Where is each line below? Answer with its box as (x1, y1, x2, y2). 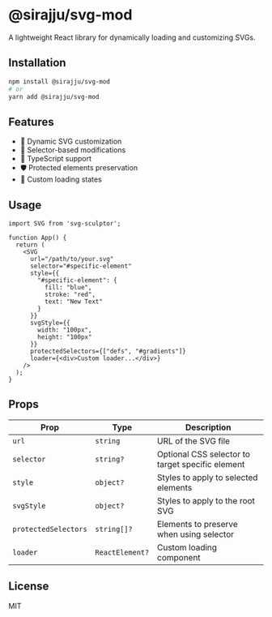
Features (8, 115, 54, 129)
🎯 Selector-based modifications (19, 145, 126, 155)
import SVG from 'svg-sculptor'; (8, 220, 121, 228)
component (156, 551, 201, 563)
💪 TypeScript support (19, 154, 91, 164)
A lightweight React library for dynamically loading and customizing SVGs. (8, 32, 257, 42)
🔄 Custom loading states (19, 174, 103, 184)
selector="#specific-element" (29, 262, 132, 270)
